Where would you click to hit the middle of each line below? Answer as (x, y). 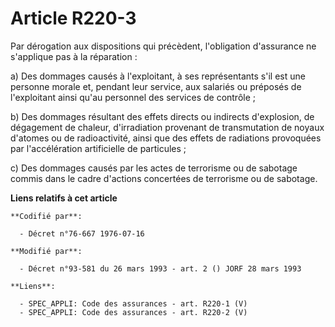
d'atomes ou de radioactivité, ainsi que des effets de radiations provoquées (166, 138)
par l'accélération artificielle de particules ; (98, 148)
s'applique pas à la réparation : (74, 56)
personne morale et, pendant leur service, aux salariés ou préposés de (156, 86)
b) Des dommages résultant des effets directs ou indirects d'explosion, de (162, 116)
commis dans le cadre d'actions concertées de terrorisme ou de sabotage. (164, 178)
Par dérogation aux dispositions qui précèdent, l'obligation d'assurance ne (163, 46)
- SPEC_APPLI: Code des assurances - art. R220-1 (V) (133, 303)
